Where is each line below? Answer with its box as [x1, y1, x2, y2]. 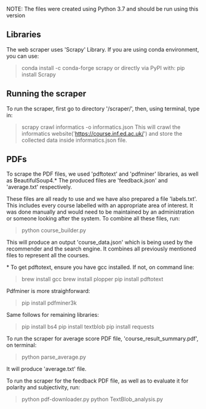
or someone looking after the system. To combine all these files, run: [6, 215, 180, 222]
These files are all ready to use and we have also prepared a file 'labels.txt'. [6, 195, 197, 203]
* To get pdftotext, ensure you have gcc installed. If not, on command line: [6, 263, 195, 271]
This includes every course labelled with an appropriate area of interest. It [6, 202, 194, 209]
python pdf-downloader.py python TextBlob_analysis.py [21, 395, 164, 403]
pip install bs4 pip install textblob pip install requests [21, 323, 155, 330]
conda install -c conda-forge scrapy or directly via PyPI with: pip [21, 64, 185, 71]
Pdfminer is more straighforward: [6, 287, 90, 295]
